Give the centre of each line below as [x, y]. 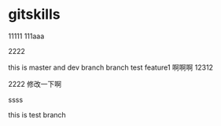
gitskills [34, 14]
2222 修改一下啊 [35, 84]
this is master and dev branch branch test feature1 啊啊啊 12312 [111, 67]
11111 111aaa [26, 36]
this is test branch [37, 114]
